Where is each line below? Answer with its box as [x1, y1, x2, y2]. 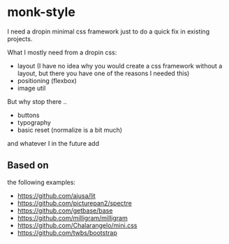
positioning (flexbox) [17, 76, 77, 84]
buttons [17, 111, 40, 119]
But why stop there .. [7, 97, 68, 105]
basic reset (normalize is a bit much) [17, 125, 123, 134]
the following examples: [7, 178, 75, 186]
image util [17, 84, 46, 92]
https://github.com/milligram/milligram [17, 213, 128, 222]
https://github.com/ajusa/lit [17, 191, 96, 199]
